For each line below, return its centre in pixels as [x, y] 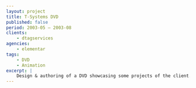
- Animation [31, 65]
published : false [27, 22]
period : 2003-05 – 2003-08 [39, 27]
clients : [17, 33]
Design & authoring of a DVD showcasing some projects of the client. [104, 76]
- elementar [31, 49]
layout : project [26, 11]
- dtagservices [35, 38]
